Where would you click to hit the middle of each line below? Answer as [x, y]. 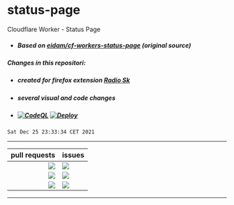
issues [73, 155]
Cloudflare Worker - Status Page [54, 29]
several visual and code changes [67, 98]
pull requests [33, 155]
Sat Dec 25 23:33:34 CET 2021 [51, 132]
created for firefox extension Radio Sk [73, 80]
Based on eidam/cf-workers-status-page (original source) [104, 45]
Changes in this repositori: [47, 63]
